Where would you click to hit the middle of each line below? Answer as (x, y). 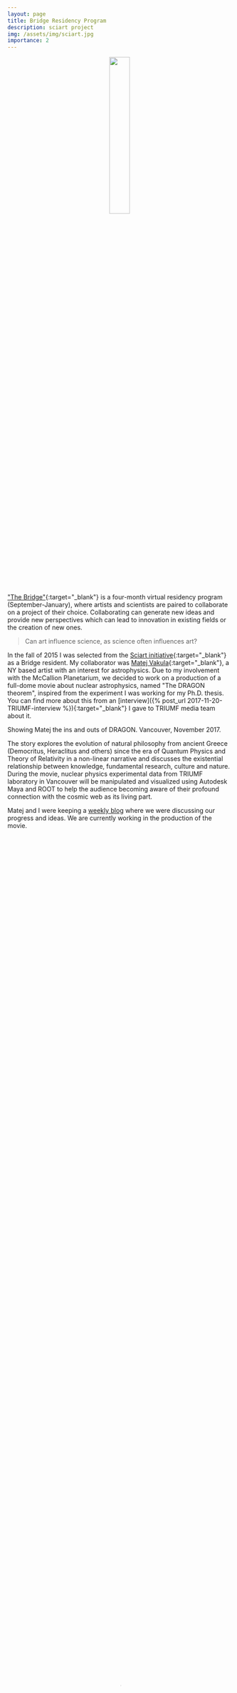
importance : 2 (28, 41)
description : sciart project (51, 27)
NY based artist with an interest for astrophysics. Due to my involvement (114, 670)
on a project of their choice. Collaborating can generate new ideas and (111, 612)
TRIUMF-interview (34, 709)
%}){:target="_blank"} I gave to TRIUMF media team (139, 709)
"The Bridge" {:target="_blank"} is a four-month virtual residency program (115, 597)
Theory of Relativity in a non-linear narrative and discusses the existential (115, 759)
